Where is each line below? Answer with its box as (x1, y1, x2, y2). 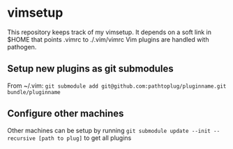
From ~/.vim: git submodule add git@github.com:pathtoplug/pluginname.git (7, 81, 227, 90)
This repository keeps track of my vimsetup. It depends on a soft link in (7, 28, 211, 36)
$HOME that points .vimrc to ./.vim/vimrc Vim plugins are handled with (7, 35, 209, 43)
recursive (7, 134, 36, 142)
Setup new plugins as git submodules (7, 63, 174, 74)
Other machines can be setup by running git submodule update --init (7, 126, 211, 134)
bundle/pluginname (7, 88, 61, 95)
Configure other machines (7, 108, 124, 120)
